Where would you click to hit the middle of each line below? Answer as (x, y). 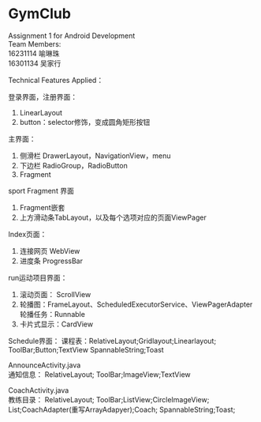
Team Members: (35, 43)
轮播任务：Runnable (52, 314)
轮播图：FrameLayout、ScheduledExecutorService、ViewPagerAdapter (136, 304)
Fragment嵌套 (42, 207)
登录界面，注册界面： (43, 96)
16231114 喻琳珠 (34, 53)
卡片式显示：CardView (56, 324)
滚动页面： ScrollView (55, 294)
